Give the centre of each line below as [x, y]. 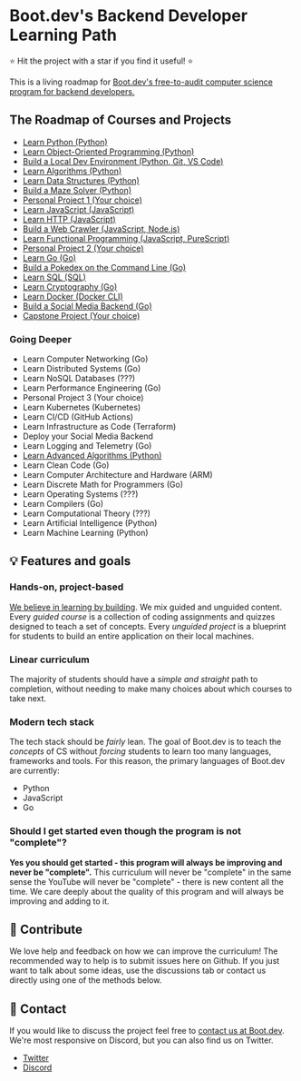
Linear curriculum [49, 660]
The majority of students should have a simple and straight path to [134, 679]
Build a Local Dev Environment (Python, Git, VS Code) [123, 161]
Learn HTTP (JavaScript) [69, 219]
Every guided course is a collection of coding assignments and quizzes [142, 616]
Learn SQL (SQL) [54, 277]
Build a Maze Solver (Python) [77, 190]
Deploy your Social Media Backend [88, 436]
